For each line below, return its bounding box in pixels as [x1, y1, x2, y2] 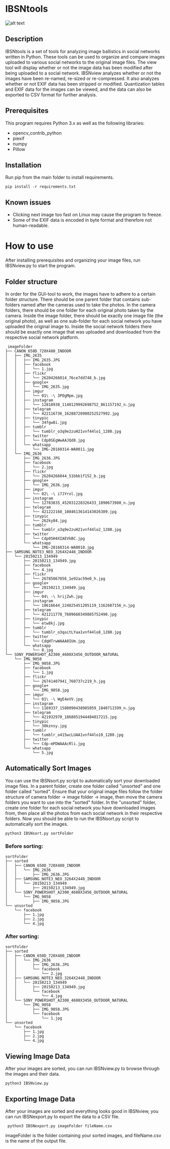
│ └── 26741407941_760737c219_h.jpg [23, 679, 106, 684]
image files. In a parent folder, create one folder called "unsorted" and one [5, 783, 161, 789]
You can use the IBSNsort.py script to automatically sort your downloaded [5, 777, 160, 783]
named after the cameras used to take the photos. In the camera [21, 301, 156, 308]
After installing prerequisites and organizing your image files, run [5, 257, 141, 263]
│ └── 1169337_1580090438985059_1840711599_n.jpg [23, 705, 135, 710]
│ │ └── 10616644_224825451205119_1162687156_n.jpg [5, 603, 135, 608]
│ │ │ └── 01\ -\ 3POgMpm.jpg [5, 393, 83, 398]
